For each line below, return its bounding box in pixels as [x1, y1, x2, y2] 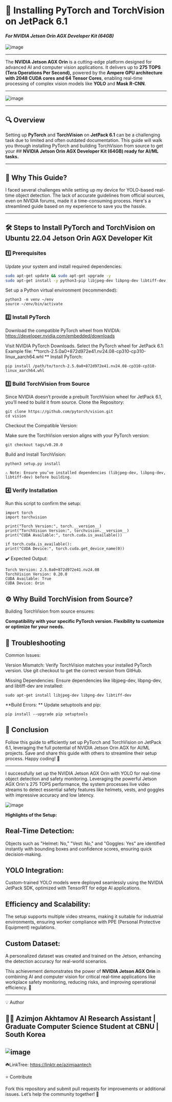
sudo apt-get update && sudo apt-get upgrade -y [5, 273, 111, 278]
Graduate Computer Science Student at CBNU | [5, 1022, 159, 1031]
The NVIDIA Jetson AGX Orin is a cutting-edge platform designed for [5, 59, 152, 65]
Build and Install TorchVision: [5, 451, 67, 458]
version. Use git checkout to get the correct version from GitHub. [5, 667, 142, 673]
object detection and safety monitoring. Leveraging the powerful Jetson [5, 776, 157, 782]
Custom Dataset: [5, 939, 60, 948]
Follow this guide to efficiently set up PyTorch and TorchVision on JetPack [5, 739, 162, 745]
